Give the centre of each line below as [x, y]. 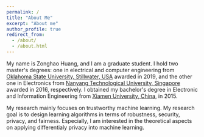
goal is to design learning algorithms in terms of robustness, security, [93, 114]
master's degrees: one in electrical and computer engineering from [90, 70]
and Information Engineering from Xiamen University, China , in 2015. [92, 96]
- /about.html [30, 46]
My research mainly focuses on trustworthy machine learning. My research [100, 108]
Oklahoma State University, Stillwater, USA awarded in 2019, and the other [100, 76]
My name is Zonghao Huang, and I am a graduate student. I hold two [92, 63]
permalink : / [23, 12]
